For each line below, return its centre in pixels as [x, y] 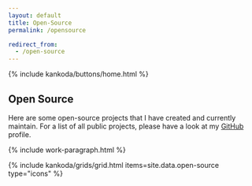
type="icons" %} [35, 173]
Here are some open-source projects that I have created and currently [122, 117]
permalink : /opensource [47, 30]
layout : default [35, 15]
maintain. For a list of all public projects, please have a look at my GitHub [126, 126]
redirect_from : [33, 44]
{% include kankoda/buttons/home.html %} [78, 74]
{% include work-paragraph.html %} [67, 150]
